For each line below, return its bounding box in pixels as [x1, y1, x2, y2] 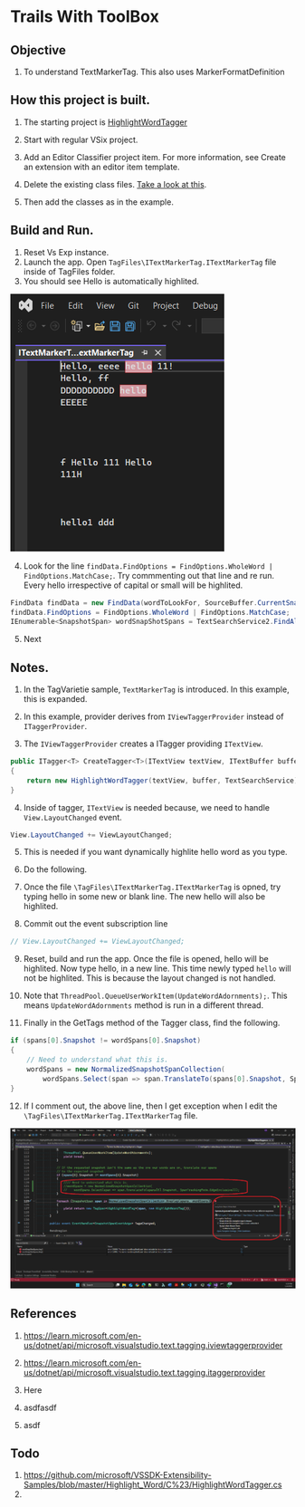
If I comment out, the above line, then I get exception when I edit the [23, 1100, 279, 1111]
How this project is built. [10, 92, 150, 108]
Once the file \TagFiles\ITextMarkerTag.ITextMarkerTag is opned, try [23, 881, 281, 893]
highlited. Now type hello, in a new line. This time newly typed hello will [23, 963, 292, 974]
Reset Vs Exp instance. [23, 246, 110, 257]
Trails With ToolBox [10, 6, 159, 27]
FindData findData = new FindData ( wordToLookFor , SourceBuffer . [10, 598, 258, 608]
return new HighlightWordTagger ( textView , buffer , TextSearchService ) [26, 776, 299, 785]
